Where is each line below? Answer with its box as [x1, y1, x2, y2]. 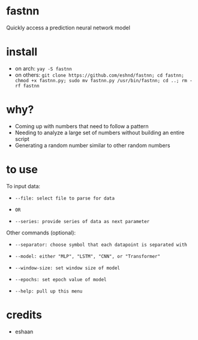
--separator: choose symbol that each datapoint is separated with [14, 242, 187, 248]
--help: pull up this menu [14, 288, 83, 294]
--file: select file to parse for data [14, 195, 115, 201]
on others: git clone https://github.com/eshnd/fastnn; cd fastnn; [14, 71, 184, 79]
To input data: [6, 182, 41, 189]
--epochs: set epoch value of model [14, 276, 107, 282]
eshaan [14, 328, 34, 335]
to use [6, 163, 38, 176]
